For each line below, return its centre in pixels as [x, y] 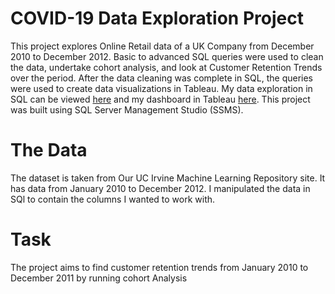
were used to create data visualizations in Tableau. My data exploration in [161, 88]
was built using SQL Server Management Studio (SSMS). [127, 109]
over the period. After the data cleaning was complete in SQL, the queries [161, 78]
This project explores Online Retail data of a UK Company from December [162, 46]
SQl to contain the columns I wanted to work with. [113, 199]
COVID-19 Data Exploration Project [157, 18]
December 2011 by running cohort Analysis [99, 278]
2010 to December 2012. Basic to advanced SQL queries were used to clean [167, 56]
